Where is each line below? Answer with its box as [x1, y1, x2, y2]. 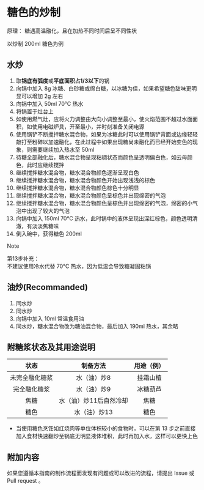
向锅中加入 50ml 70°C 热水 [15, 100, 84, 107]
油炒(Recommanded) [7, 282, 88, 292]
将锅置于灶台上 [15, 108, 54, 115]
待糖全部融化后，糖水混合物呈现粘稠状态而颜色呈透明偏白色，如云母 [15, 154, 188, 161]
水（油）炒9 [76, 385, 111, 393]
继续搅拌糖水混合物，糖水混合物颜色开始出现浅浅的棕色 [15, 176, 155, 184]
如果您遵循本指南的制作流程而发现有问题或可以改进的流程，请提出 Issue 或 [7, 469, 195, 477]
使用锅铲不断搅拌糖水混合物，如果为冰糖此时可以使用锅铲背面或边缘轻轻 [15, 130, 198, 138]
